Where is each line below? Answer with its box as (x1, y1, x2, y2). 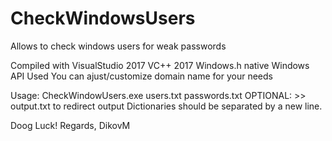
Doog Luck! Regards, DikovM (10, 119, 131, 131)
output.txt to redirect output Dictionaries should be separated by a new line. (10, 100, 323, 112)
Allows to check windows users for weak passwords (10, 40, 227, 52)
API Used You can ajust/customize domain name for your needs (10, 70, 273, 82)
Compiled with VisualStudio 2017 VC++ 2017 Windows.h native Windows (10, 59, 310, 71)
